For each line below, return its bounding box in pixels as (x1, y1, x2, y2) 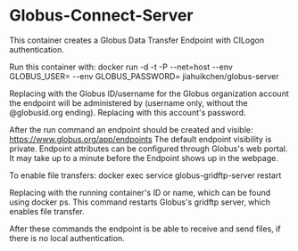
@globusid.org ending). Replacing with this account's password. (9, 107, 247, 117)
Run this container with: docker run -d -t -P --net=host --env (9, 61, 234, 72)
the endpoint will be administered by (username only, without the (9, 97, 248, 108)
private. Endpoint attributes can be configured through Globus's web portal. (9, 143, 288, 154)
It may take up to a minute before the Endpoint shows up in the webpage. (9, 152, 278, 163)
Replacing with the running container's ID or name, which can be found (9, 187, 271, 198)
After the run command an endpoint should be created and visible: (9, 124, 253, 134)
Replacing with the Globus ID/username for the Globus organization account (9, 88, 289, 99)
